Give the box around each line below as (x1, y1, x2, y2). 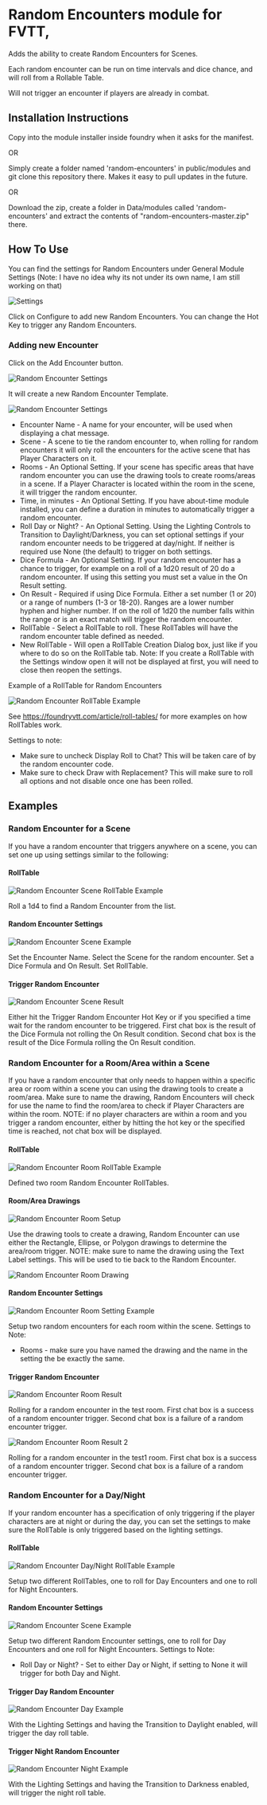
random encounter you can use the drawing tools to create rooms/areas (19, 470, 256, 480)
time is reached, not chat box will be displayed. (8, 1126, 162, 1136)
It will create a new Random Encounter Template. (8, 389, 168, 398)
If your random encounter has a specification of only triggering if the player (8, 1508, 255, 1517)
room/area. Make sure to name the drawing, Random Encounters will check (8, 1093, 255, 1102)
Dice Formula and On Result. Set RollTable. (8, 961, 149, 970)
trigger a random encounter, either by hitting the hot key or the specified (8, 1118, 246, 1128)
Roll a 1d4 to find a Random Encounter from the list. (8, 901, 176, 910)
